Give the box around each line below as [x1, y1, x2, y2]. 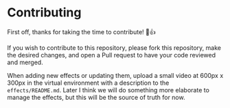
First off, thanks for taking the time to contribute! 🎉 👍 [7, 27, 156, 36]
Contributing [7, 5, 82, 21]
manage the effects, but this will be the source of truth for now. [7, 93, 185, 101]
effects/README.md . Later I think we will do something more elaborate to [7, 85, 209, 94]
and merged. [7, 58, 43, 66]
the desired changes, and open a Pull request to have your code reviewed [7, 51, 216, 59]
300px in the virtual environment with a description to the [7, 79, 170, 87]
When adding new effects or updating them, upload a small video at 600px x [7, 71, 224, 79]
